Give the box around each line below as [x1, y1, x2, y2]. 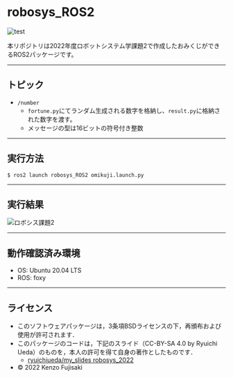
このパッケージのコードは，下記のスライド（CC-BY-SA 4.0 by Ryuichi [17, 339, 218, 347]
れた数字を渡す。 [27, 115, 76, 123]
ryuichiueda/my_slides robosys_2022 [27, 356, 134, 364]
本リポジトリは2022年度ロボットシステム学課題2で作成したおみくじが [7, 41, 208, 49]
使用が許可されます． [17, 331, 78, 338]
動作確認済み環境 [7, 247, 80, 259]
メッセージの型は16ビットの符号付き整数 [27, 123, 144, 132]
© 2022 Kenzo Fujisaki [17, 363, 83, 371]
